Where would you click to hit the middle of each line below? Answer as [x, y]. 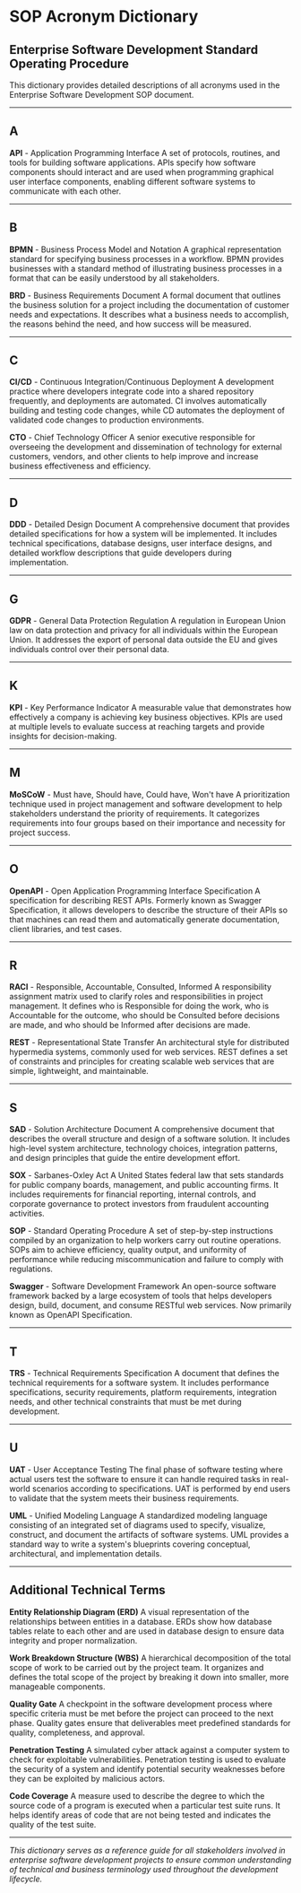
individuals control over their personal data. [90, 650]
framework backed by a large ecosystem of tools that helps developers [141, 1296]
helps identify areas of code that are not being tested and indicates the [140, 1815]
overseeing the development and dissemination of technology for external [146, 447]
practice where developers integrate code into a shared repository [132, 391]
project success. [40, 833]
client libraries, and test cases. [66, 929]
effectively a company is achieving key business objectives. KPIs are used [146, 717]
